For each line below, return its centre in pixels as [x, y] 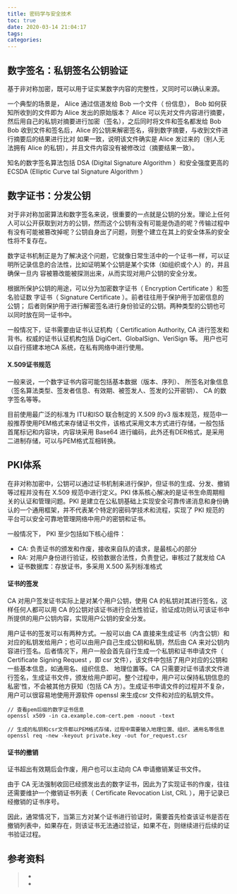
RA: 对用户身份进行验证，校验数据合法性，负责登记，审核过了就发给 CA [121, 557]
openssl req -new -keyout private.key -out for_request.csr [98, 735]
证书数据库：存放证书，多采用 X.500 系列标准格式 [90, 566]
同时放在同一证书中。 [44, 314]
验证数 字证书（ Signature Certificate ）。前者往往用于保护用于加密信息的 [119, 297]
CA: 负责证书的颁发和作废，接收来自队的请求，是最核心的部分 [107, 549]
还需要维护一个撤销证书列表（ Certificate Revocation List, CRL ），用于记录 [115, 793]
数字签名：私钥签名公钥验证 [68, 70]
